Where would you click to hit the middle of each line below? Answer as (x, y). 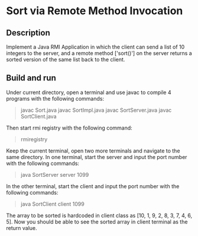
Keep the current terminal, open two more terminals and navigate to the (93, 151)
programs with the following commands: (55, 98)
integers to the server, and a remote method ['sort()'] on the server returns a (99, 53)
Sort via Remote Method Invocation (95, 11)
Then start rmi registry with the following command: (69, 128)
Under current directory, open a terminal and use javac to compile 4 (89, 92)
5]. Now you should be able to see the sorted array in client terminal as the (97, 222)
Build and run (31, 78)
